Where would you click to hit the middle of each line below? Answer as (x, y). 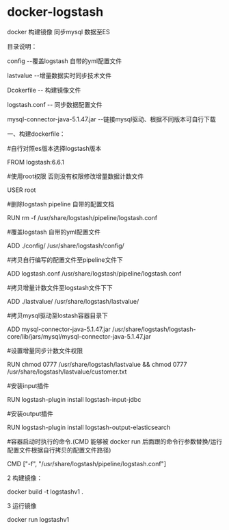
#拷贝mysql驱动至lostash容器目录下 (57, 315)
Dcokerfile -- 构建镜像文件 (44, 90)
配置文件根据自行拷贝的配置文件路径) (59, 450)
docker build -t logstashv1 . (45, 492)
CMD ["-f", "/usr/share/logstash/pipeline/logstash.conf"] (86, 463)
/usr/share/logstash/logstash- (154, 329)
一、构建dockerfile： (37, 134)
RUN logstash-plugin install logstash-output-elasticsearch (89, 427)
